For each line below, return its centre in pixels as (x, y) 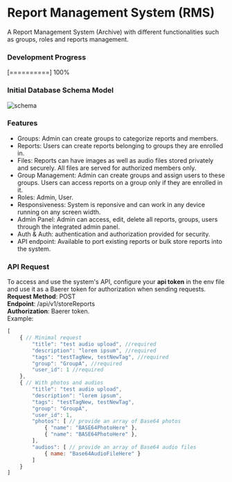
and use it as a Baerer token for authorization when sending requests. (107, 289)
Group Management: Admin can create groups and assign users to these (121, 175)
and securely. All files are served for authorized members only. (107, 168)
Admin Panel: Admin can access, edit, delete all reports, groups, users (117, 219)
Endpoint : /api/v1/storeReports (51, 304)
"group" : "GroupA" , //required (77, 364)
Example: (20, 319)
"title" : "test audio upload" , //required (94, 344)
